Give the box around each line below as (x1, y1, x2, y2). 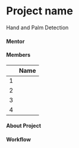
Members (6, 51, 31, 58)
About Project (6, 122, 42, 129)
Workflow (6, 135, 31, 143)
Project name (6, 4, 73, 18)
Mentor (6, 38, 25, 45)
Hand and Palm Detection (6, 24, 69, 31)
